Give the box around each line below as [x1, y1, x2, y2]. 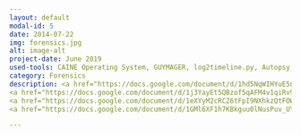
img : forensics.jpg [9, 38, 82, 47]
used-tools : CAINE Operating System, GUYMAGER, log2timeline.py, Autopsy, [9, 63, 295, 72]
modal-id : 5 [9, 21, 54, 30]
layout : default [9, 13, 70, 22]
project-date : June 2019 [9, 55, 102, 63]
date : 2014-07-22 [9, 30, 74, 38]
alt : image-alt [9, 46, 66, 55]
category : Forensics [9, 72, 87, 80]
